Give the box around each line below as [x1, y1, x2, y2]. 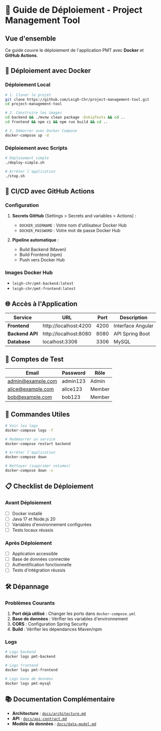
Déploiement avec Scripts [5, 144, 68, 151]
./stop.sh [5, 173, 25, 178]
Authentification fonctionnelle [12, 562, 72, 567]
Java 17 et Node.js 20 [12, 516, 56, 522]
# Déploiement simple [5, 155, 49, 161]
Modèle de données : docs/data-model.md [12, 721, 97, 727]
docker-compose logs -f [5, 428, 54, 433]
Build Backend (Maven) [19, 247, 67, 253]
